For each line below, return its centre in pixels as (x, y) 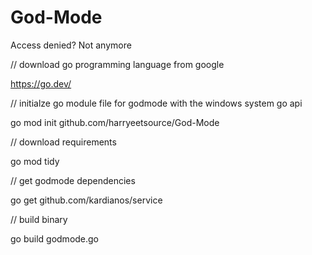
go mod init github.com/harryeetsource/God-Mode (115, 122)
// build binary (39, 219)
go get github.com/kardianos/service (86, 200)
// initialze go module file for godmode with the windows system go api (156, 103)
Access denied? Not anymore (71, 45)
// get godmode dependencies (73, 180)
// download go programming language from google (117, 64)
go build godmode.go (55, 238)
